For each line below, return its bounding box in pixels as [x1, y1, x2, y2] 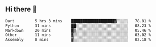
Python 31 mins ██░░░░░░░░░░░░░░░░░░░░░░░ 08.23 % [5, 23, 151, 28]
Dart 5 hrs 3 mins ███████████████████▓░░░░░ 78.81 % [5, 18, 151, 23]
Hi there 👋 [5, 5, 37, 14]
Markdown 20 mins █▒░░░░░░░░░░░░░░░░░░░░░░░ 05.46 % [5, 28, 151, 33]
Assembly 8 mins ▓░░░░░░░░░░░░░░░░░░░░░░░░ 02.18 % [5, 37, 151, 42]
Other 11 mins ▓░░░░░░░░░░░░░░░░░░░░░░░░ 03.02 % [5, 32, 151, 38]
